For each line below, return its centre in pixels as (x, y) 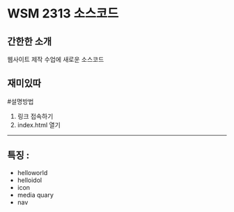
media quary (36, 195)
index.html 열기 (39, 124)
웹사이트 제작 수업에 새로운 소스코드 (56, 59)
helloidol (30, 180)
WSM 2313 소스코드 (63, 14)
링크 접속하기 (35, 116)
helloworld (32, 172)
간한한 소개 (30, 41)
